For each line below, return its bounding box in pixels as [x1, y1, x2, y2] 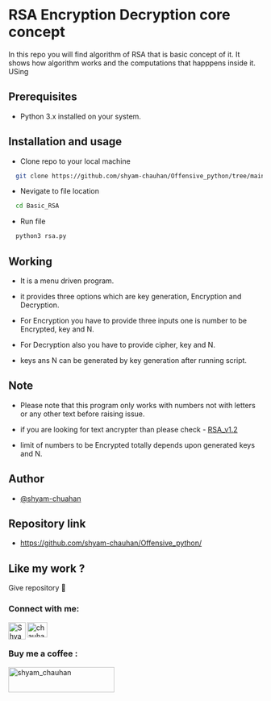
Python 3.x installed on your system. [19, 111, 141, 121]
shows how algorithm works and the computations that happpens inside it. [8, 58, 256, 68]
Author [8, 472, 44, 486]
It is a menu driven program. [19, 276, 115, 286]
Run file [19, 216, 46, 227]
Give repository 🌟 [8, 583, 66, 593]
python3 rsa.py [15, 232, 67, 240]
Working [8, 254, 52, 268]
